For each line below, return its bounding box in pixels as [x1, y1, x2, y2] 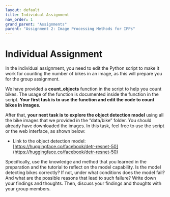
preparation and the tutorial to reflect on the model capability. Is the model [5, 164, 161, 171]
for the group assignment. [5, 76, 60, 82]
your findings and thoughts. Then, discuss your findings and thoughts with [5, 180, 162, 186]
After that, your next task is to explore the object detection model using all [5, 112, 164, 118]
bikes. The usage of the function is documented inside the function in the [5, 91, 159, 97]
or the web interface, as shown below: [5, 128, 86, 134]
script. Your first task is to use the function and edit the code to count [5, 97, 155, 103]
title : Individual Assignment [5, 12, 70, 17]
